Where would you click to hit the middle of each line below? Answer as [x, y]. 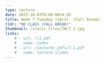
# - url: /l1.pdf [33, 39]
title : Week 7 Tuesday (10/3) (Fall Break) [53, 19]
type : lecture [20, 10]
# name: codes [32, 43]
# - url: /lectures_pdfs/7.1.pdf [49, 48]
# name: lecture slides [42, 52]
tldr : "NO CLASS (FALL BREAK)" [38, 24]
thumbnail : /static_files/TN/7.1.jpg [45, 29]
